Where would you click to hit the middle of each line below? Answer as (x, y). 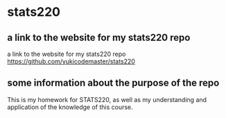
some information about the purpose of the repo (113, 83)
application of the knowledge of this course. (70, 107)
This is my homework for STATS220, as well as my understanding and (107, 99)
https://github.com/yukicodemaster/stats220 (71, 61)
